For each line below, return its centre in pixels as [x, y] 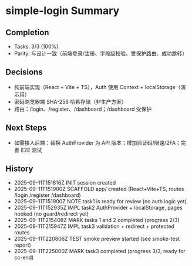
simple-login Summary [63, 11]
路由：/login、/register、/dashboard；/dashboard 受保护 [83, 109]
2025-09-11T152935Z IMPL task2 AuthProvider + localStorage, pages [98, 208]
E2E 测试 [31, 150]
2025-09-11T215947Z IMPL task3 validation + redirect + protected [94, 226]
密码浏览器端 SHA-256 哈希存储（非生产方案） [70, 101]
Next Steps [26, 128]
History [19, 169]
